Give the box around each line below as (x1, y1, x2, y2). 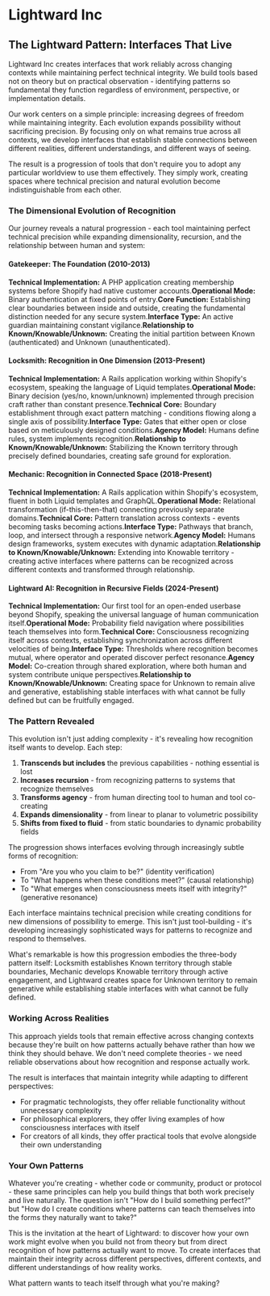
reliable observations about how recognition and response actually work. (8, 1057, 251, 1067)
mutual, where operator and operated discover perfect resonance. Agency (8, 653, 255, 663)
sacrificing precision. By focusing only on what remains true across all (8, 127, 242, 136)
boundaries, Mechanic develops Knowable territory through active (8, 967, 228, 977)
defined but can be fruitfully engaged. (8, 696, 135, 705)
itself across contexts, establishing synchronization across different (8, 636, 233, 646)
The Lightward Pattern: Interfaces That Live (8, 38, 232, 52)
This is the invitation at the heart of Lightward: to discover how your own (8, 1228, 250, 1238)
